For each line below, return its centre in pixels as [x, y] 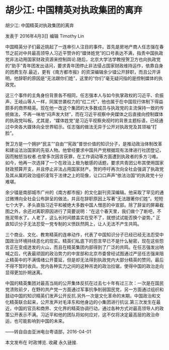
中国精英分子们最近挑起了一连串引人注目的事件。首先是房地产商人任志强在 [82, 46]
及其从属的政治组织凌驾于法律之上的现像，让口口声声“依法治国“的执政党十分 [84, 175]
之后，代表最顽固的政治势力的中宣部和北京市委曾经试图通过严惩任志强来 [84, 253]
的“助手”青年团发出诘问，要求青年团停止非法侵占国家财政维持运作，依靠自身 [84, 66]
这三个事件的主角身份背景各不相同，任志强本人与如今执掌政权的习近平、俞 [82, 95]
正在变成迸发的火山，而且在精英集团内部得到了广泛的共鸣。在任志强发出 [84, 247]
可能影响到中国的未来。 [43, 321]
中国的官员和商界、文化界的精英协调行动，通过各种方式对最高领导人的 [87, 308]
